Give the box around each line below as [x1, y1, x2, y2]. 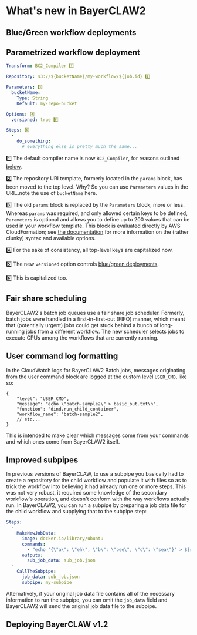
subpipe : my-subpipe [21, 579, 72, 585]
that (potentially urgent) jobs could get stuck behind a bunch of [6, 321, 159, 328]
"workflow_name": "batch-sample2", [16, 411, 104, 417]
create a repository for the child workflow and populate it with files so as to [6, 477, 188, 484]
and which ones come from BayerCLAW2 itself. [6, 438, 120, 445]
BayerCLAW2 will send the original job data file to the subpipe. [6, 602, 157, 609]
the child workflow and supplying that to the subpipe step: [6, 508, 147, 515]
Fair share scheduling [6, 294, 87, 304]
